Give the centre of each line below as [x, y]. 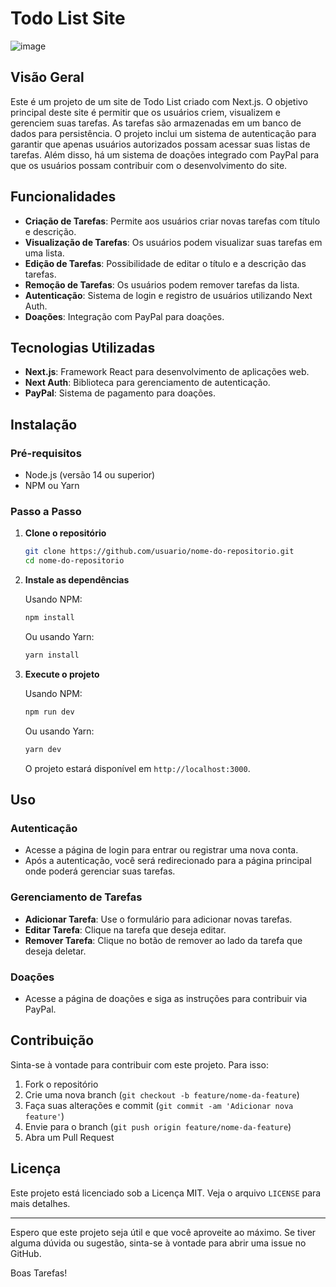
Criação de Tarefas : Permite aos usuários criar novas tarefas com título [172, 221]
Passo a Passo [46, 511]
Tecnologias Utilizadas [83, 347]
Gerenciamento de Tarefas [76, 897]
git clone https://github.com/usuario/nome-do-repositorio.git [159, 552]
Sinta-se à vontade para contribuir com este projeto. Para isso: [139, 1064]
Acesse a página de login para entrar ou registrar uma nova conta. [161, 850]
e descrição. [50, 231]
